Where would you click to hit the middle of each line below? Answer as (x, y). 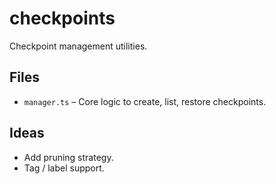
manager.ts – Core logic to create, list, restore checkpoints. (145, 101)
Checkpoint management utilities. (78, 46)
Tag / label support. (64, 168)
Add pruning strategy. (68, 157)
